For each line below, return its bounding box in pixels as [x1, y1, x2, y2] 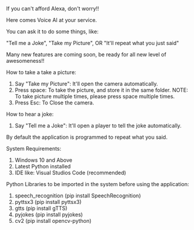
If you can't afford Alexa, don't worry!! [6, 5, 100, 12]
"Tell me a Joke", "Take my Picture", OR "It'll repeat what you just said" [6, 40, 179, 46]
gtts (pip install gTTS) [14, 205, 68, 212]
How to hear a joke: [6, 111, 54, 117]
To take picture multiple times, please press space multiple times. [14, 93, 175, 100]
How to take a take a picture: [6, 69, 77, 76]
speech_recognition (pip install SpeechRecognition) [14, 192, 141, 199]
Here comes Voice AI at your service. [6, 17, 97, 23]
